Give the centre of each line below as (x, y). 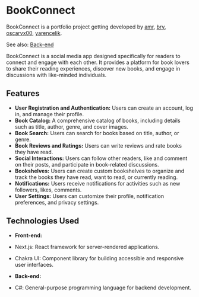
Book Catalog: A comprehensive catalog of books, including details (97, 120)
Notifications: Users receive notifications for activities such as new (97, 183)
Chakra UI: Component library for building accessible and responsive (99, 258)
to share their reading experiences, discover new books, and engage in (93, 68)
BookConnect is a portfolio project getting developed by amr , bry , (86, 27)
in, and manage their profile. (49, 114)
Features (23, 93)
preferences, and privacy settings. (57, 202)
